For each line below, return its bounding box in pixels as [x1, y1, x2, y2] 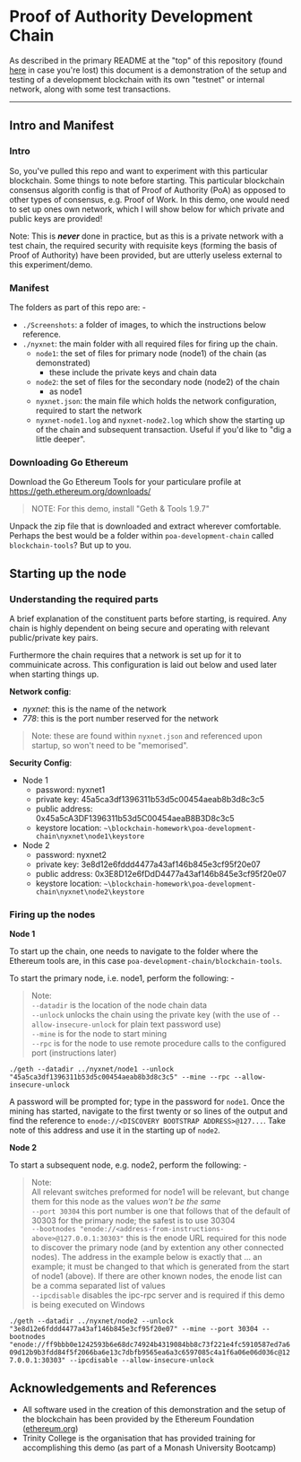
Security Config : [9, 757, 73, 768]
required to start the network [35, 405, 142, 416]
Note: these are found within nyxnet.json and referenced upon [30, 730, 262, 741]
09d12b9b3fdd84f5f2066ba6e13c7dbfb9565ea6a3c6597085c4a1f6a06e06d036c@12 [9, 1348, 291, 1357]
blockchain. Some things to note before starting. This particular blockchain [9, 175, 285, 186]
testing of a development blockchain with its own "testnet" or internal [9, 74, 265, 84]
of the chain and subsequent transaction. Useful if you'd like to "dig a [35, 424, 292, 434]
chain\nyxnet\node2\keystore [35, 887, 145, 897]
